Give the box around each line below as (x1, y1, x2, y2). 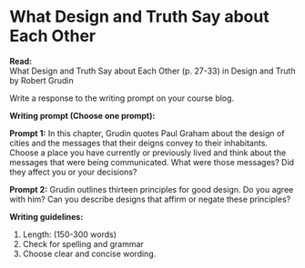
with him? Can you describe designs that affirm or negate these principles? (9, 194, 291, 204)
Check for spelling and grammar (22, 238, 144, 249)
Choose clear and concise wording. (22, 248, 157, 259)
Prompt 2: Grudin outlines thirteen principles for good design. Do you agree (9, 184, 294, 194)
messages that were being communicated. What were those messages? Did (9, 156, 294, 167)
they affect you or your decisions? (9, 166, 137, 177)
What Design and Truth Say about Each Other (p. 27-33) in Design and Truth (9, 65, 296, 76)
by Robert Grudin (9, 74, 75, 85)
